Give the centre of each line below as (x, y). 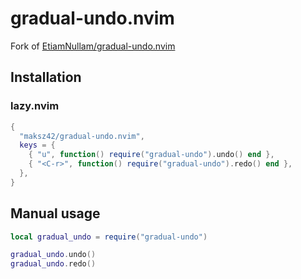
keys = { (37, 145)
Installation (46, 77)
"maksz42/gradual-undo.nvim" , (82, 136)
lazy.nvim (35, 106)
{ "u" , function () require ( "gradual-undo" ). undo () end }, (151, 155)
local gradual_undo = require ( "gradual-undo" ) (109, 237)
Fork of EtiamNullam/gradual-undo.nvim (93, 46)
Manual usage (55, 213)
